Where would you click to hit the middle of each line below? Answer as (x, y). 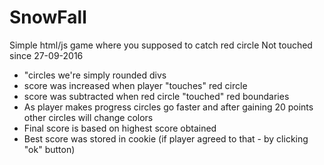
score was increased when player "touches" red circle (135, 85)
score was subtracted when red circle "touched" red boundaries (156, 96)
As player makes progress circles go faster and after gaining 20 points (168, 107)
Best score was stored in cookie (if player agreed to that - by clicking (166, 138)
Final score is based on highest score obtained (120, 128)
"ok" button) (49, 149)
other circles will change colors (88, 117)
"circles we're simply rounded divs (95, 75)
